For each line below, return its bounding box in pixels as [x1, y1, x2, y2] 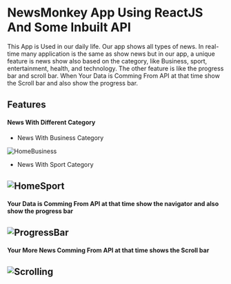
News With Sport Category [17, 160, 94, 168]
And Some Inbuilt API [7, 19, 131, 35]
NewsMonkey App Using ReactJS [7, 5, 203, 21]
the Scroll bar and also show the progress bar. [7, 79, 139, 87]
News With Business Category [17, 133, 104, 142]
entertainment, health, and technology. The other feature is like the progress [7, 64, 224, 72]
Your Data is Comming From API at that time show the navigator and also [7, 199, 219, 207]
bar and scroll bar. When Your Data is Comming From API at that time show [7, 71, 221, 80]
